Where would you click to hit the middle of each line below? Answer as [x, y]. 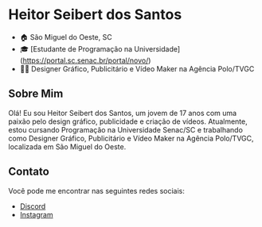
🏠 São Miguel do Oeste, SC [66, 37]
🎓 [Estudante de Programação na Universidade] [100, 48]
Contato [29, 172]
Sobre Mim [36, 94]
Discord [33, 206]
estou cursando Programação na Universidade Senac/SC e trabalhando [125, 129]
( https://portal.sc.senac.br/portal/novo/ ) [85, 60]
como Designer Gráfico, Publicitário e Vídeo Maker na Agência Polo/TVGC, [131, 138]
